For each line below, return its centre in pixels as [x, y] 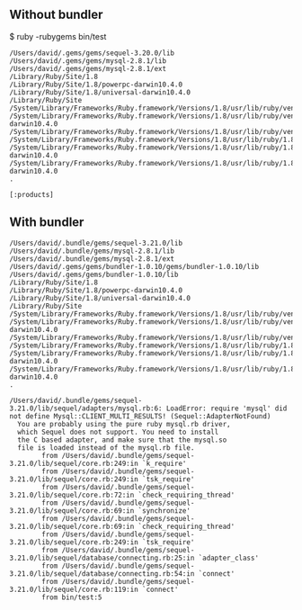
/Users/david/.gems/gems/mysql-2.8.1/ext [88, 68]
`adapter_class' [228, 558]
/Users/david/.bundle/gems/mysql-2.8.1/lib [92, 251]
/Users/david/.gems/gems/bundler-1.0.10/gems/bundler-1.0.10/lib [134, 266]
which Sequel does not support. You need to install [118, 432]
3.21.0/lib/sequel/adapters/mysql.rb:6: [86, 408]
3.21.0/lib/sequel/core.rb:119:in [74, 589]
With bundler [47, 223]
